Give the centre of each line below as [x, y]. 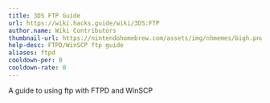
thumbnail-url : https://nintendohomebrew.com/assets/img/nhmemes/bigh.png [136, 38]
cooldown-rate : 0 [37, 68]
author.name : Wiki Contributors [62, 30]
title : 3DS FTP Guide [45, 16]
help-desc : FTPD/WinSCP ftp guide [66, 46]
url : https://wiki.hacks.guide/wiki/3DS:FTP [84, 23]
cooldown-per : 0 [35, 61]
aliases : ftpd [32, 53]
